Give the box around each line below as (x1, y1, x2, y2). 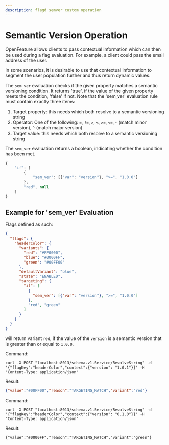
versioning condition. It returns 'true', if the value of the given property (5, 88, 154, 94)
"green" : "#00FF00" (23, 259, 65, 265)
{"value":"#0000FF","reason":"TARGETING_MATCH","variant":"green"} (5, 435, 152, 440)
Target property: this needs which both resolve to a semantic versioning (12, 108, 164, 115)
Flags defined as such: (5, 221, 53, 227)
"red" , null (23, 184, 50, 189)
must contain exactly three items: (5, 98, 76, 104)
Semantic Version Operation (5, 29, 128, 41)
